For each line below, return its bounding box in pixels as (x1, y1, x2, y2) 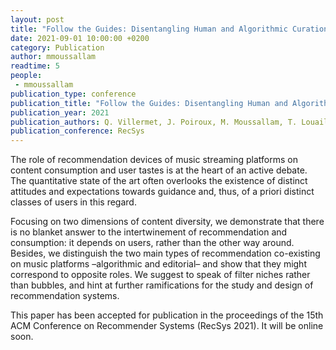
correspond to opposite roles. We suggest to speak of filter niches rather (10, 269, 311, 281)
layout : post (10, 14, 65, 25)
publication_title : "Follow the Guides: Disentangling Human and (10, 98, 288, 108)
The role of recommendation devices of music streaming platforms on (10, 154, 298, 166)
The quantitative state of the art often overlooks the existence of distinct (10, 175, 308, 187)
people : (10, 71, 43, 81)
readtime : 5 (10, 61, 60, 71)
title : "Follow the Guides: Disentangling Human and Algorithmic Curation (10, 24, 329, 34)
